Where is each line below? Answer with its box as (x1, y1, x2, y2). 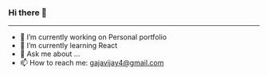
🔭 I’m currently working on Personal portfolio (19, 32, 167, 42)
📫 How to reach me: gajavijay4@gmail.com (19, 58, 164, 68)
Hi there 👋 (8, 7, 48, 18)
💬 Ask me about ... (19, 49, 81, 58)
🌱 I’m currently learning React (19, 41, 118, 51)
